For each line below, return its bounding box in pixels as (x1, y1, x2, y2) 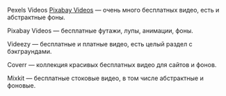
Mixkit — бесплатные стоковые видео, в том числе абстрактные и (7, 74, 204, 82)
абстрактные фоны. (7, 13, 66, 21)
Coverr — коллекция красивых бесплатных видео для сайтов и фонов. (7, 61, 217, 68)
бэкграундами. (7, 48, 52, 55)
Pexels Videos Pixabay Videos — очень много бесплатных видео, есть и (7, 6, 220, 14)
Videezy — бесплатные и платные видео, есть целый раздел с (7, 40, 193, 48)
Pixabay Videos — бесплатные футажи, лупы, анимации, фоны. (7, 27, 193, 35)
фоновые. (7, 81, 36, 89)
